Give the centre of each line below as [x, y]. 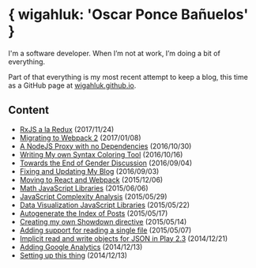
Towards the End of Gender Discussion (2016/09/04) [106, 163]
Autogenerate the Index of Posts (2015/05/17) [94, 213]
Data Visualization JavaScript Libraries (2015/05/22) [105, 205]
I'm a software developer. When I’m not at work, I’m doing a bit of [115, 53]
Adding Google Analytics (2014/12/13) [81, 247]
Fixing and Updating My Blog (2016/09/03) [89, 171]
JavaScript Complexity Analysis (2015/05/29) [93, 196]
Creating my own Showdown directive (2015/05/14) [103, 221]
